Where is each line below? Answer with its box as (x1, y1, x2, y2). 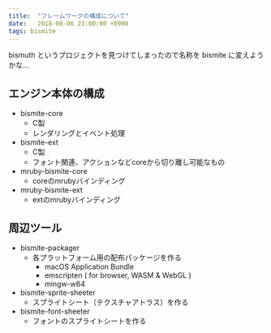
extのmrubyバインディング (32, 195, 121, 205)
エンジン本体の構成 (8, 86, 105, 100)
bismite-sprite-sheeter (19, 288, 96, 297)
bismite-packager (19, 243, 80, 253)
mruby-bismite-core (19, 166, 88, 176)
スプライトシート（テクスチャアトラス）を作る (32, 297, 189, 307)
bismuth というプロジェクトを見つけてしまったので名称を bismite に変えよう (8, 50, 265, 60)
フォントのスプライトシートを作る (32, 316, 147, 326)
